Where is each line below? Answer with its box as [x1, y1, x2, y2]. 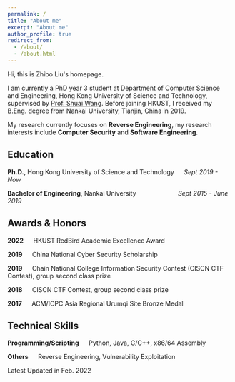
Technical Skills [7, 319, 79, 332]
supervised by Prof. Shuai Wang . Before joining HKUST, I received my [7, 99, 213, 107]
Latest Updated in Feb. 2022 [7, 366, 91, 375]
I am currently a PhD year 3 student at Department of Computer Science [7, 84, 220, 92]
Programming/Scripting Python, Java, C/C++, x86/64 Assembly [7, 338, 206, 347]
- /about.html [14, 51, 56, 58]
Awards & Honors [7, 217, 87, 229]
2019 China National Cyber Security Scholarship [7, 250, 159, 258]
